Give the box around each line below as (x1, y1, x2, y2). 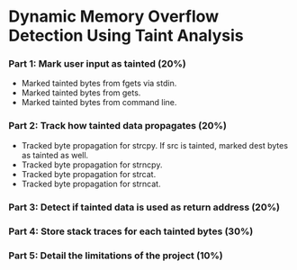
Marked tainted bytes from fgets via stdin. (21, 78, 177, 89)
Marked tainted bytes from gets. (21, 87, 141, 98)
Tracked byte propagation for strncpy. (21, 159, 163, 170)
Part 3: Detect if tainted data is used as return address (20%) (8, 201, 281, 213)
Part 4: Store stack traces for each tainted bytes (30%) (8, 225, 254, 238)
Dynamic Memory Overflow (8, 6, 220, 27)
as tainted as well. (21, 149, 89, 160)
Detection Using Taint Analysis (8, 25, 244, 46)
